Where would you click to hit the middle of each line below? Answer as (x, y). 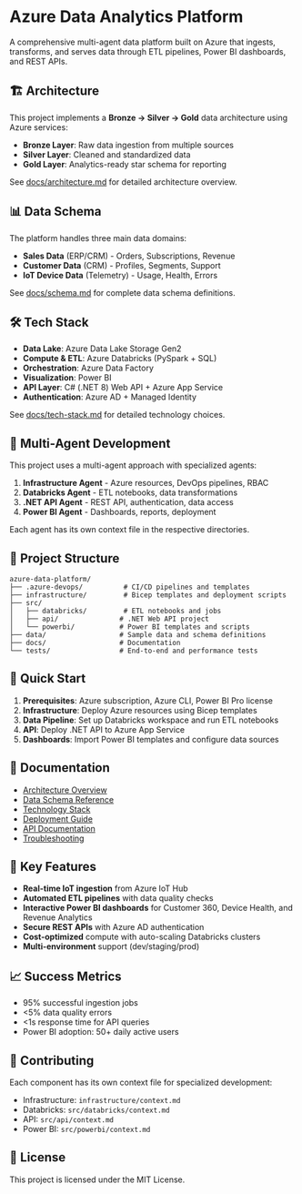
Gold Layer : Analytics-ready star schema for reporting (125, 164)
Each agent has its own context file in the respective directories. (130, 530)
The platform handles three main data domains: (98, 238)
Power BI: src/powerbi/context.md (86, 1129)
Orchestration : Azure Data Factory (88, 368)
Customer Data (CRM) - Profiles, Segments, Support (121, 265)
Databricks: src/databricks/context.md (96, 1110)
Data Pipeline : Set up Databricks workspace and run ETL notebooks (151, 720)
